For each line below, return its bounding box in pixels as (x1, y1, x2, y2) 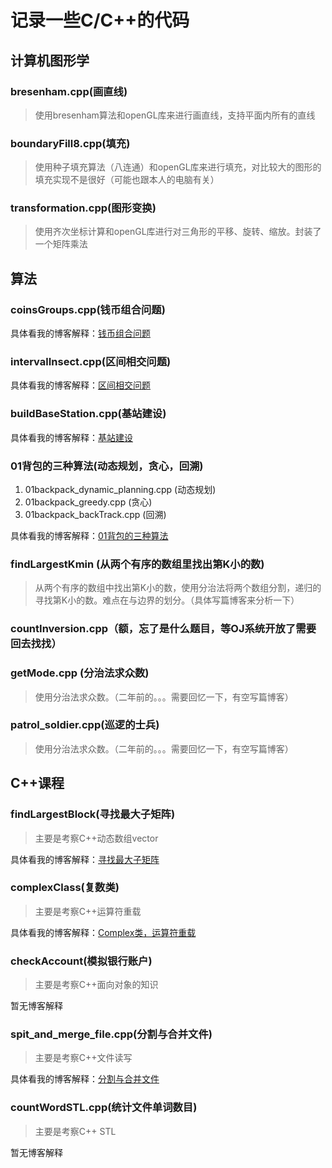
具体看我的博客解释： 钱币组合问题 (10, 327, 151, 340)
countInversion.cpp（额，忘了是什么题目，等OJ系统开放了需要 (10, 622, 317, 636)
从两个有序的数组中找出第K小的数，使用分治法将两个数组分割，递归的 (34, 582, 322, 594)
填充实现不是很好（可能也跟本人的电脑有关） (34, 174, 220, 186)
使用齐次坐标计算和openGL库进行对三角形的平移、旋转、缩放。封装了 (34, 226, 322, 238)
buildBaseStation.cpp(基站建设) (10, 407, 167, 421)
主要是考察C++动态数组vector (34, 832, 159, 844)
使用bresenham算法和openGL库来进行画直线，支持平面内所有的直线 (34, 109, 316, 121)
